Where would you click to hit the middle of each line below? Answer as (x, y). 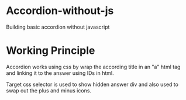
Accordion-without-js (60, 11)
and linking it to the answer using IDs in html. (60, 73)
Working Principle (51, 51)
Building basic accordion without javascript (58, 27)
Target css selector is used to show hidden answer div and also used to (92, 84)
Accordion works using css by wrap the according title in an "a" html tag (93, 67)
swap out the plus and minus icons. (49, 90)
